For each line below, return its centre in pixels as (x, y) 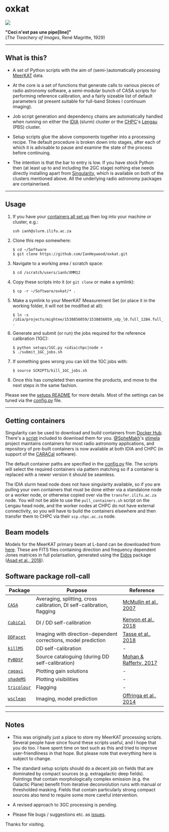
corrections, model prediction (71, 640)
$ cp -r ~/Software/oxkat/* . (44, 291)
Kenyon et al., (139, 620)
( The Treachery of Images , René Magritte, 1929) (55, 37)
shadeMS (17, 679)
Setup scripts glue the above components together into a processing (83, 137)
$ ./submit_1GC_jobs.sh (37, 352)
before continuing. (32, 153)
